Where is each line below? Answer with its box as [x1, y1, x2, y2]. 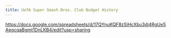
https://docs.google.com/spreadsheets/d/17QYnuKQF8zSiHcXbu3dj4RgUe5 [5, 21, 166, 27]
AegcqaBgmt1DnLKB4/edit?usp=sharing [5, 26, 91, 33]
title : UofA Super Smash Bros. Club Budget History [5, 7, 118, 13]
